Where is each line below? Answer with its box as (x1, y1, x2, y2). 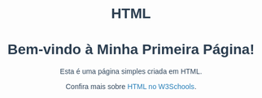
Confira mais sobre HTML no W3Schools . (65, 82, 197, 92)
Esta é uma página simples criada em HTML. (59, 67, 203, 76)
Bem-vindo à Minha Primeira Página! (7, 41, 255, 58)
